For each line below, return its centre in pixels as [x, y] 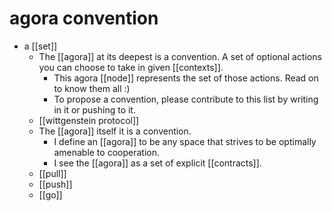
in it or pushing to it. [94, 109]
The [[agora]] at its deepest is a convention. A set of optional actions [180, 56]
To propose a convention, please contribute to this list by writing [186, 99]
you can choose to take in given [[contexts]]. [131, 67]
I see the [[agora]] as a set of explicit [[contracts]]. [157, 163]
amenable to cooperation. [106, 152]
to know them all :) [92, 88]
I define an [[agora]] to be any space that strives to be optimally [185, 141]
